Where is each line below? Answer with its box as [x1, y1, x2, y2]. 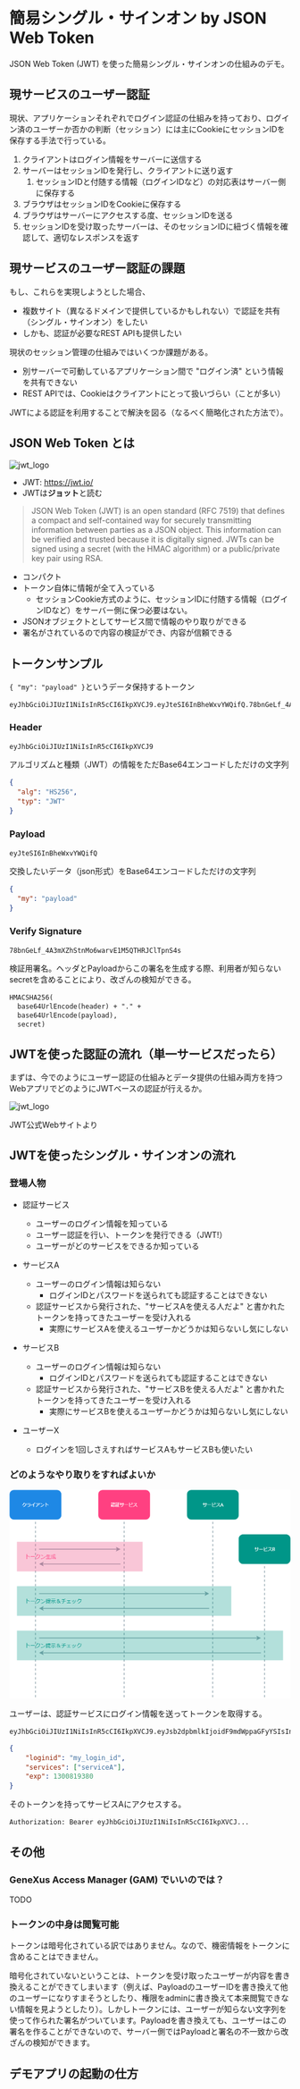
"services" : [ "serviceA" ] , [25, 1763, 126, 1772]
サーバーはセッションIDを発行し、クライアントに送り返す [21, 164, 234, 175]
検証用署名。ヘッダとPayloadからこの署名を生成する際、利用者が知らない [9, 963, 281, 974]
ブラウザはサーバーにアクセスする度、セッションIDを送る [21, 209, 234, 220]
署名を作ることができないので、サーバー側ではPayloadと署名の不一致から [9, 2026, 281, 2037]
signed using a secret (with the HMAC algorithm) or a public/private [30, 543, 280, 554]
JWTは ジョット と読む [21, 488, 103, 499]
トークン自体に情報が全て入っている [21, 583, 156, 594]
